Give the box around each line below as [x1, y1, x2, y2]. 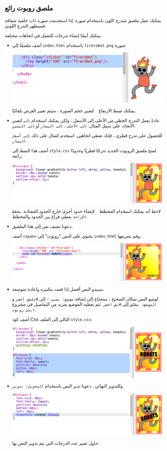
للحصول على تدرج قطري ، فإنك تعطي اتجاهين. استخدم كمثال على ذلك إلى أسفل [12, 132, 162, 138]
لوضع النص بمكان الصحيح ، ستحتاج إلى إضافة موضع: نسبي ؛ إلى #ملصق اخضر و [12, 296, 158, 302]
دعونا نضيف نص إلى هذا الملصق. [12, 223, 73, 229]
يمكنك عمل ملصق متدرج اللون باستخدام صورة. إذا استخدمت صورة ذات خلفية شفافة [5, 17, 161, 23]
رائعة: [12, 153, 23, 159]
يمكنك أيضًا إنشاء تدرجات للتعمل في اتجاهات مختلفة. [5, 32, 102, 38]
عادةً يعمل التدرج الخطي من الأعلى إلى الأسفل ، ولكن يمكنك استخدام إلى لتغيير [12, 117, 160, 123]
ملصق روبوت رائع [5, 4, 53, 13]
